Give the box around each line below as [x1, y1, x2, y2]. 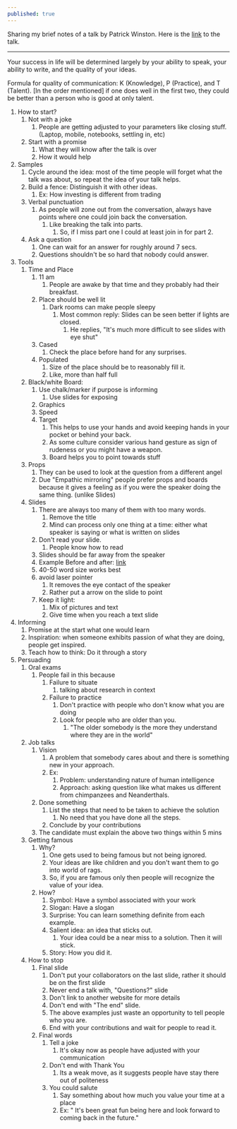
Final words [38, 1031, 73, 1039]
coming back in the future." [59, 1113, 139, 1122]
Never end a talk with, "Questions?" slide [49, 986, 169, 994]
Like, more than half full [49, 370, 118, 379]
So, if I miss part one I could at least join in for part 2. [59, 227, 214, 236]
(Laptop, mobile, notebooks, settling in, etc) [38, 130, 166, 138]
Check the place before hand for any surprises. [49, 348, 187, 356]
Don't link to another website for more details [49, 993, 181, 1002]
